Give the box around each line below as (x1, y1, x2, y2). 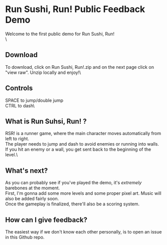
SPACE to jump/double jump (5, 97, 64, 103)
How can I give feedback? (5, 215, 88, 224)
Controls (5, 84, 33, 92)
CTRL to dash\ (5, 102, 35, 108)
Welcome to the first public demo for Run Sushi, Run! (5, 31, 115, 37)
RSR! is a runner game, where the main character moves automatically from (5, 131, 161, 137)
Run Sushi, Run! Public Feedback (5, 4, 145, 15)
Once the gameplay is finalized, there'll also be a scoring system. (5, 201, 140, 207)
